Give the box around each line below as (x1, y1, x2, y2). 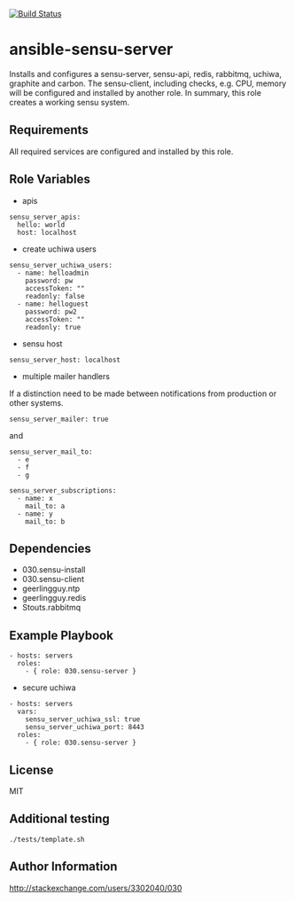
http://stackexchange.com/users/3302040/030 (9, 883, 182, 893)
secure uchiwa (21, 682, 77, 693)
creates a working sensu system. (9, 97, 130, 107)
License (9, 762, 54, 777)
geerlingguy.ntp (21, 583, 81, 594)
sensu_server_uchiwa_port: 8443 (25, 723, 144, 732)
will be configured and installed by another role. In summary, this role (9, 87, 261, 97)
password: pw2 (25, 307, 77, 316)
